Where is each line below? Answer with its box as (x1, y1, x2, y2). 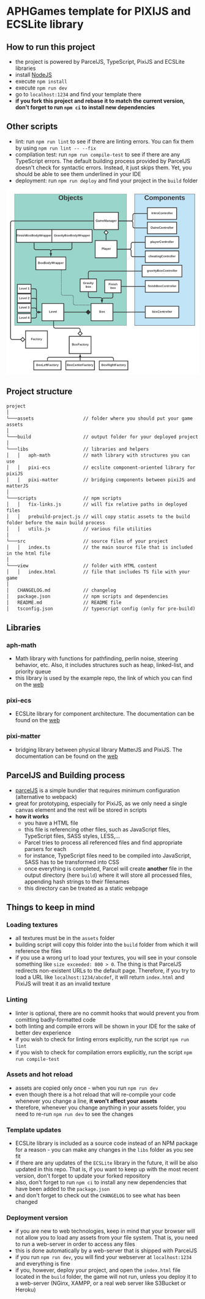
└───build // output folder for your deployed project (6, 434, 199, 440)
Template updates (6, 1125, 62, 1134)
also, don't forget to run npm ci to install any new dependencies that (15, 1179, 187, 1186)
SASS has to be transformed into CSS (24, 858, 119, 866)
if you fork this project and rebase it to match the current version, (15, 97, 185, 104)
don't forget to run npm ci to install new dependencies (15, 104, 155, 111)
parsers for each (24, 845, 67, 852)
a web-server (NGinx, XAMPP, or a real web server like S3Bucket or (15, 1279, 187, 1287)
